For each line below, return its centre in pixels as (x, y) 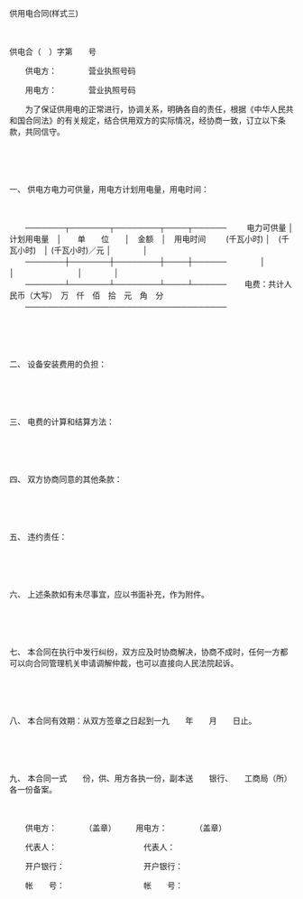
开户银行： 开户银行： (104, 866)
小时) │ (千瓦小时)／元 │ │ (83, 250)
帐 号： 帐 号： (104, 885)
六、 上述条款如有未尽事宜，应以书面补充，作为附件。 (109, 594)
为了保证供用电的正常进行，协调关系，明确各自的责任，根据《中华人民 (155, 109)
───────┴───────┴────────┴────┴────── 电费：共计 (155, 284)
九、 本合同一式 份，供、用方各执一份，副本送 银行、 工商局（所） (151, 778)
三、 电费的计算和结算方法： (62, 422)
